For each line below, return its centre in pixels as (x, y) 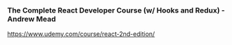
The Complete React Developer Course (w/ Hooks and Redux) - (116, 10)
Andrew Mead (32, 19)
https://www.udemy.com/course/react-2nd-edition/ (81, 34)
